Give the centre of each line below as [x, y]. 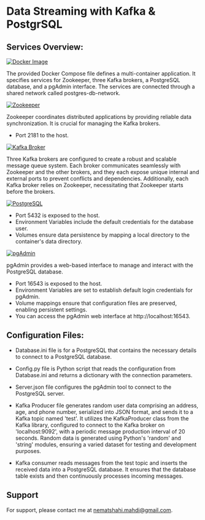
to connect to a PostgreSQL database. [64, 356]
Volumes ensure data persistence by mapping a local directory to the [102, 235]
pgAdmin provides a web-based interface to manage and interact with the [100, 265]
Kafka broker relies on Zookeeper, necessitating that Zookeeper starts [95, 185]
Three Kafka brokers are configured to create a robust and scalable [91, 159]
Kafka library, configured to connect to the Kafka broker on [90, 425]
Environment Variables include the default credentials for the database [104, 222]
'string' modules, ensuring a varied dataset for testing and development [106, 444]
